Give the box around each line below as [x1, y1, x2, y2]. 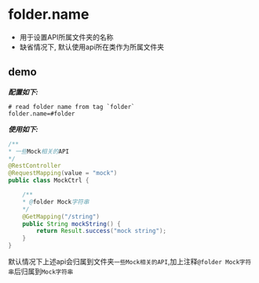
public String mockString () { [22, 220, 122, 228]
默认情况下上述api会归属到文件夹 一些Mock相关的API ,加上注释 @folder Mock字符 [8, 257, 252, 266]
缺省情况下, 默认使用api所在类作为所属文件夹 [19, 42, 165, 52]
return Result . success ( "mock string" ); [36, 227, 167, 235]
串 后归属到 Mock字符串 [8, 267, 74, 276]
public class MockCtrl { [8, 176, 89, 185]
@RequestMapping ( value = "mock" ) [8, 169, 118, 177]
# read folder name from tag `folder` [8, 103, 135, 111]
